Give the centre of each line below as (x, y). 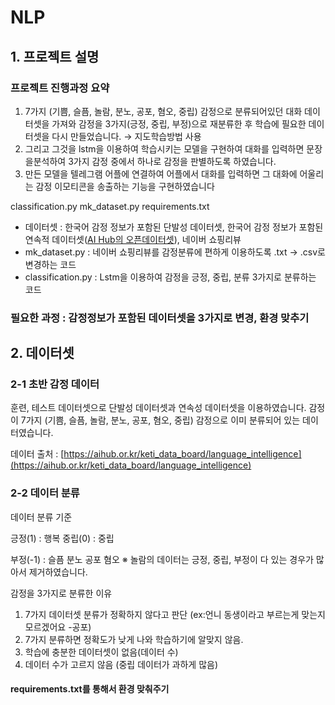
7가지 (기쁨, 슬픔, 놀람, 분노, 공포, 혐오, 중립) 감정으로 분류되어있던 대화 (163, 111)
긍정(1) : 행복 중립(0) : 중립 (62, 538)
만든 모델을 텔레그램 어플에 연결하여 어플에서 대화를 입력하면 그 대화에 (161, 173)
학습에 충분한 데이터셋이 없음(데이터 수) (101, 652)
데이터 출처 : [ (37, 454)
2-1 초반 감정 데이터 (55, 384)
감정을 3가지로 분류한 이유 (61, 593)
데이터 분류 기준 (41, 517)
